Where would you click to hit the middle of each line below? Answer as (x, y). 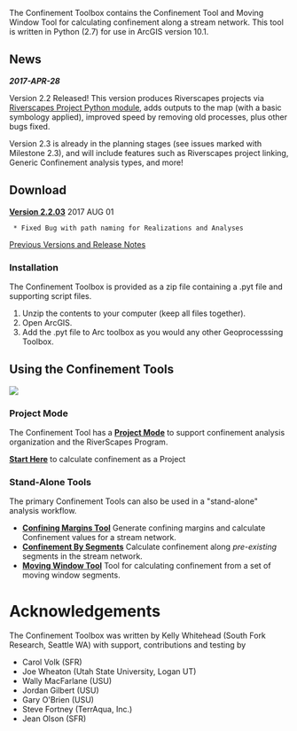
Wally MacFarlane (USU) (67, 681)
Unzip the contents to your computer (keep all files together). (134, 313)
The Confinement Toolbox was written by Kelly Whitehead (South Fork (137, 636)
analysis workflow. (43, 511)
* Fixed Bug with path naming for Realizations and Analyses (128, 228)
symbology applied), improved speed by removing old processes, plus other (148, 117)
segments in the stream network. (82, 556)
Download (38, 190)
